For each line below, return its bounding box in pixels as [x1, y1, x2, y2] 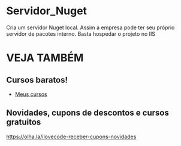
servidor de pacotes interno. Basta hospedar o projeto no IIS [6, 30, 156, 37]
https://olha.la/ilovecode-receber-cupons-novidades [6, 133, 137, 140]
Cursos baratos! [6, 74, 68, 85]
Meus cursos [14, 91, 47, 98]
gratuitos [6, 117, 41, 128]
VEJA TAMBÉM [6, 51, 84, 65]
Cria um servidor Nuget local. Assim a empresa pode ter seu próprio [6, 24, 175, 31]
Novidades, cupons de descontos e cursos [6, 108, 169, 118]
